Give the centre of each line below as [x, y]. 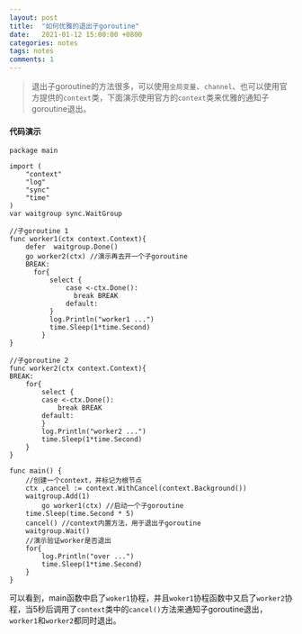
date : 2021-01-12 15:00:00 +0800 [76, 34]
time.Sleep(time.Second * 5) [80, 514]
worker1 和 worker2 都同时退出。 [65, 620]
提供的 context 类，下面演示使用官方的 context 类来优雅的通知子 [154, 97]
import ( [26, 167]
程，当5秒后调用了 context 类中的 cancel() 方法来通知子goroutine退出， [138, 610]
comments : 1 [31, 59]
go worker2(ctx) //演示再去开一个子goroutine [107, 257]
